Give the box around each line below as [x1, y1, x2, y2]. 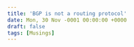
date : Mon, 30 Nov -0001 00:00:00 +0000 [7, 17, 128, 23]
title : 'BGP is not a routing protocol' [7, 10, 128, 17]
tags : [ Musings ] [7, 29, 55, 37]
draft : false [7, 23, 46, 30]
